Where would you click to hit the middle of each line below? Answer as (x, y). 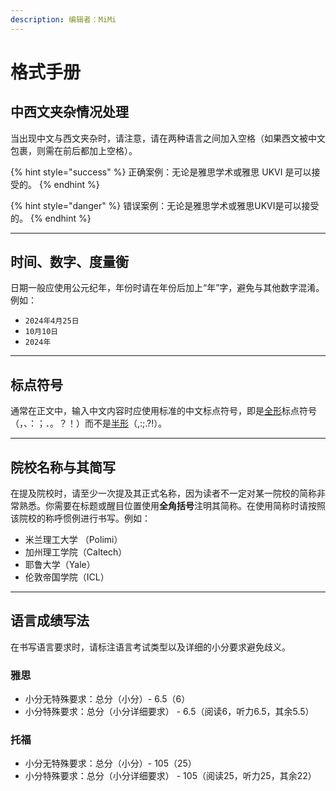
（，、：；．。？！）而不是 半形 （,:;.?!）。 (89, 423)
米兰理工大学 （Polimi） (73, 540)
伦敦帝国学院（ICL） (67, 577)
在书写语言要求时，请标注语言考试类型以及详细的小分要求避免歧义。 (150, 647)
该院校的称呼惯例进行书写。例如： (80, 518)
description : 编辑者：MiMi (63, 19)
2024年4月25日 (52, 321)
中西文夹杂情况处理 (69, 112)
